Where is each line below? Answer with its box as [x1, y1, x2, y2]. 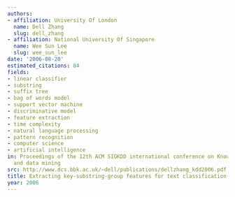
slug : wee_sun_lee [13, 50, 68, 57]
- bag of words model [7, 95, 71, 102]
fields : [7, 68, 30, 75]
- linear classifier [7, 75, 68, 82]
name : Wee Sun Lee [13, 43, 68, 50]
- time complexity [7, 120, 61, 128]
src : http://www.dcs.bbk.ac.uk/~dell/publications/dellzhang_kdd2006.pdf [7, 166, 227, 173]
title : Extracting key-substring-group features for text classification [7, 173, 227, 180]
